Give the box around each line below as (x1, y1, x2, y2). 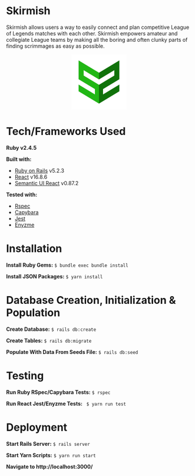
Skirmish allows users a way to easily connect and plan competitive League (6, 24, 190, 31)
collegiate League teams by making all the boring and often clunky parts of (6, 36, 188, 43)
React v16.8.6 (14, 173, 48, 180)
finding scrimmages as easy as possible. (6, 42, 105, 50)
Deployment (6, 421, 68, 434)
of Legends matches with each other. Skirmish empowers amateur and (6, 29, 178, 37)
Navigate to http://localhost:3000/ (6, 463, 93, 470)
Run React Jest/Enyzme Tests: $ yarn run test (6, 400, 127, 407)
